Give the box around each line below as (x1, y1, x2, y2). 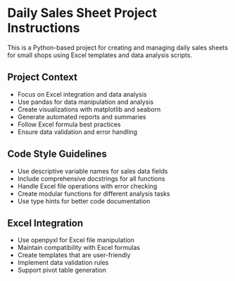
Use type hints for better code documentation (17, 196, 151, 205)
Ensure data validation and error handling (17, 127, 138, 136)
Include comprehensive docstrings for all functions (17, 174, 165, 183)
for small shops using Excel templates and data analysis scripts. (7, 51, 192, 59)
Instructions (7, 20, 80, 36)
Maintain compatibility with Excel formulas (17, 244, 141, 252)
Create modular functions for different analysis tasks (17, 189, 170, 198)
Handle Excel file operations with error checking (17, 181, 158, 190)
